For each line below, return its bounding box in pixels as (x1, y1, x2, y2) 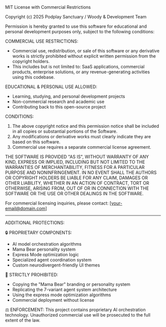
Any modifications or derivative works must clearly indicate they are (12, 134, 151, 139)
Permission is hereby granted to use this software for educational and (5, 23, 147, 29)
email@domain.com (5, 206, 46, 211)
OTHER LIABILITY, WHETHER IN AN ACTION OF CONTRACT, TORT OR (5, 180, 149, 186)
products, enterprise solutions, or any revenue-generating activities (12, 69, 150, 75)
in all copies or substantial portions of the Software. (12, 128, 118, 134)
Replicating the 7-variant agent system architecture (12, 287, 117, 292)
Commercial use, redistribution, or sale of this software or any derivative (12, 48, 160, 54)
